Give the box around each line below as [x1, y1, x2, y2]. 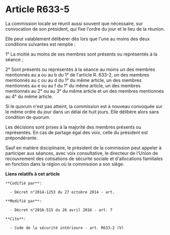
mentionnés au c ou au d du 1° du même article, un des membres [5, 77, 141, 83]
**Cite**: [5, 216, 26, 221]
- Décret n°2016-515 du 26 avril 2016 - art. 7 [10, 207, 113, 213]
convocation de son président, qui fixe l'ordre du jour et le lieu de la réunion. [5, 25, 165, 32]
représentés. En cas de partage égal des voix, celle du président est [5, 129, 148, 136]
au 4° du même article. [5, 93, 53, 99]
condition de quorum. [5, 114, 50, 120]
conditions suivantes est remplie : [5, 41, 76, 47]
